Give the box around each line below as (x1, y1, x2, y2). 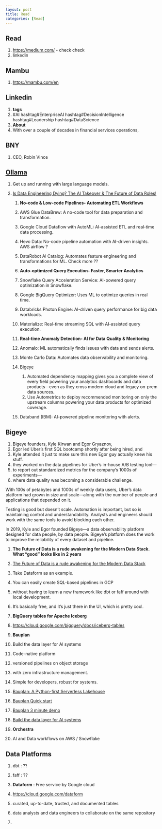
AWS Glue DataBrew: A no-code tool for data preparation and (19, 209, 143, 215)
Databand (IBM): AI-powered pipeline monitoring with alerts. (19, 414, 140, 420)
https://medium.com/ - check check (12, 47, 85, 53)
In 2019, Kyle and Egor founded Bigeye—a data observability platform (5, 527, 145, 532)
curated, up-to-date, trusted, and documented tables (12, 801, 119, 807)
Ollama (5, 169, 28, 177)
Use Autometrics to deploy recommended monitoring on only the (27, 394, 157, 400)
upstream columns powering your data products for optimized (27, 399, 151, 405)
